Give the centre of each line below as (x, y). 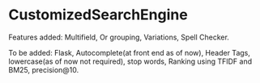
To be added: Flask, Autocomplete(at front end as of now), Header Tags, (130, 52)
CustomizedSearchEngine (98, 15)
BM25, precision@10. (44, 69)
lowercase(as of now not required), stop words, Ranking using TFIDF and (130, 61)
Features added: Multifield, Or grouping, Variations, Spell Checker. (119, 37)
